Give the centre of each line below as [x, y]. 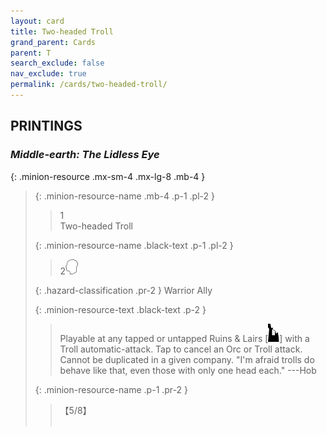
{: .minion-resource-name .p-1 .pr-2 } [111, 389]
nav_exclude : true [48, 74]
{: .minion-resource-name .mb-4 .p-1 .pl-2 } [124, 196]
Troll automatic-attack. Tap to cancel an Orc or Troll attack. [181, 349]
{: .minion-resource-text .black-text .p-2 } [120, 309]
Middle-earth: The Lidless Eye [85, 155]
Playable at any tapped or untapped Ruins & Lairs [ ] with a [184, 338]
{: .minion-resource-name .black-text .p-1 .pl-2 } [134, 245]
